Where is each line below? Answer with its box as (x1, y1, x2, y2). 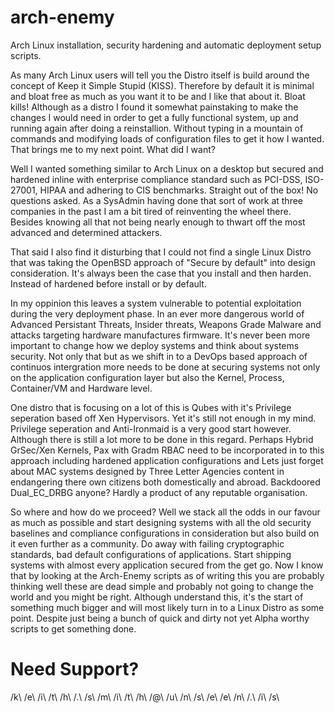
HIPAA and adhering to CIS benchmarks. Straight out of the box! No (39, 184, 319, 196)
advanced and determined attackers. (10, 226, 163, 238)
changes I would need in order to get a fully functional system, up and (10, 111, 299, 123)
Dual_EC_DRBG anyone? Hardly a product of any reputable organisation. (10, 486, 308, 498)
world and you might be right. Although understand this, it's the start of (10, 591, 304, 603)
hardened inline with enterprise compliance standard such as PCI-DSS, (10, 173, 303, 185)
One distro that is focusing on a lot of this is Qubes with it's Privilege (10, 401, 292, 413)
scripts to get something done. (10, 622, 137, 635)
